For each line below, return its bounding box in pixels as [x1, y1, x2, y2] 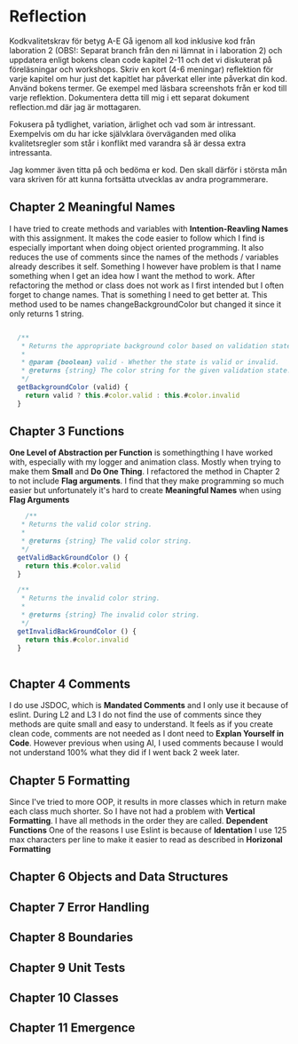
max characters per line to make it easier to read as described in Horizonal [9, 833, 283, 845]
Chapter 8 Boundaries [9, 930, 134, 945]
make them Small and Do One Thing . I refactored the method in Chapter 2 [9, 466, 280, 477]
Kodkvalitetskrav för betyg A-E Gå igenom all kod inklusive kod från [9, 36, 255, 46]
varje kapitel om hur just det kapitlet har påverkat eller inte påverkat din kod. [9, 73, 288, 84]
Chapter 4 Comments [9, 676, 131, 691]
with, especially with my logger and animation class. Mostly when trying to [9, 457, 281, 467]
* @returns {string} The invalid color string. [20, 610, 200, 619]
